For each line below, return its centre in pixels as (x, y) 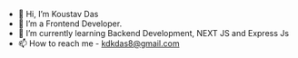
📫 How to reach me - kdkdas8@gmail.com (99, 43)
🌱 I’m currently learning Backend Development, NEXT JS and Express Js (153, 33)
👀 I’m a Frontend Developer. (70, 24)
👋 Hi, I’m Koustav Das (58, 14)
